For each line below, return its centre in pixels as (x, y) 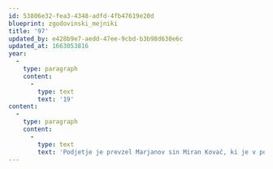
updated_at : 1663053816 (49, 46)
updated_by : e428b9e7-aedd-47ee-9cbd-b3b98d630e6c (96, 39)
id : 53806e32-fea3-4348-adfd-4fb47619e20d (81, 16)
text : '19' (56, 99)
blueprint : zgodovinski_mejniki (63, 24)
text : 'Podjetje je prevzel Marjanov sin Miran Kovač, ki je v (147, 152)
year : (17, 54)
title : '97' (28, 31)
